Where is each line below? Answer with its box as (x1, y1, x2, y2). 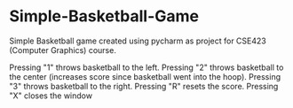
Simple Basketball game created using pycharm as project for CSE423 (9, 35, 266, 46)
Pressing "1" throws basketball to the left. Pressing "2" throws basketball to (9, 62, 284, 73)
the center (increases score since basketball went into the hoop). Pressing (9, 71, 281, 81)
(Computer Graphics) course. (9, 44, 117, 55)
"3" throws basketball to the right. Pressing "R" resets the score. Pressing (9, 81, 279, 91)
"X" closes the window (9, 90, 93, 101)
